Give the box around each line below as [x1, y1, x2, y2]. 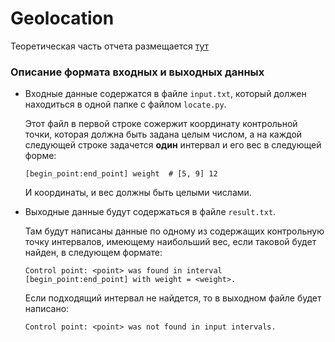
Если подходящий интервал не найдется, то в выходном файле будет [24, 292, 322, 304]
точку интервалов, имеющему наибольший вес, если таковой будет [24, 236, 317, 248]
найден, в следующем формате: [24, 247, 163, 259]
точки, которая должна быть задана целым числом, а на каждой [24, 128, 303, 141]
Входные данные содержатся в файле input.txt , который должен [24, 88, 307, 100]
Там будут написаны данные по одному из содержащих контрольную [24, 225, 325, 237]
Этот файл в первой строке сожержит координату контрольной [24, 118, 298, 130]
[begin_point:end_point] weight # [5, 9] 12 [24, 169, 218, 179]
